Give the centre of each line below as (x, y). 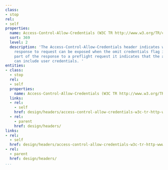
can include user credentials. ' (49, 61)
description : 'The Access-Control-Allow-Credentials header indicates (85, 47)
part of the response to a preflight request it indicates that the (87, 56)
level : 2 (19, 42)
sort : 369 (20, 38)
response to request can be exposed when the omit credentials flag (87, 51)
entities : (15, 65)
